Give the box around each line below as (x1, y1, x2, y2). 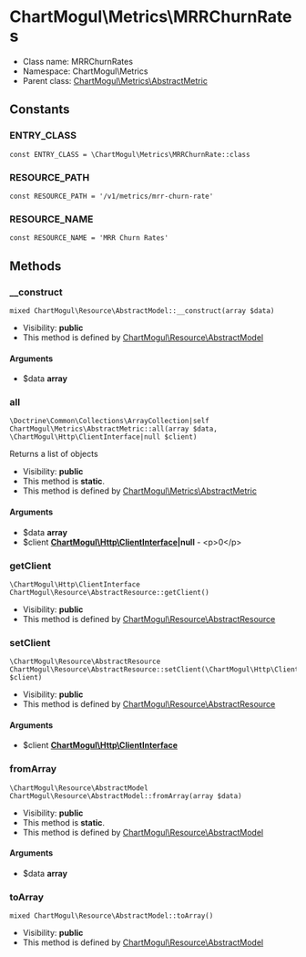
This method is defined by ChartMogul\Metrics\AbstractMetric (22, 485, 258, 496)
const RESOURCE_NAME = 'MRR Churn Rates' (9, 234, 169, 243)
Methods (9, 258, 62, 274)
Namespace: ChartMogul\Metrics (22, 66, 148, 77)
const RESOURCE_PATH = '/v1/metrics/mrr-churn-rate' (9, 192, 214, 201)
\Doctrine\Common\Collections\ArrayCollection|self (9, 417, 209, 426)
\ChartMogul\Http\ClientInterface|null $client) (9, 432, 198, 442)
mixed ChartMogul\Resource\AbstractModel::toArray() (9, 911, 214, 921)
